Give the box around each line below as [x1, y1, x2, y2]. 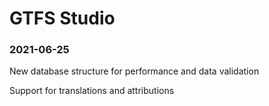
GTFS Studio [9, 7, 116, 30]
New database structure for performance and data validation [9, 65, 260, 77]
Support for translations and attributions [9, 85, 175, 97]
